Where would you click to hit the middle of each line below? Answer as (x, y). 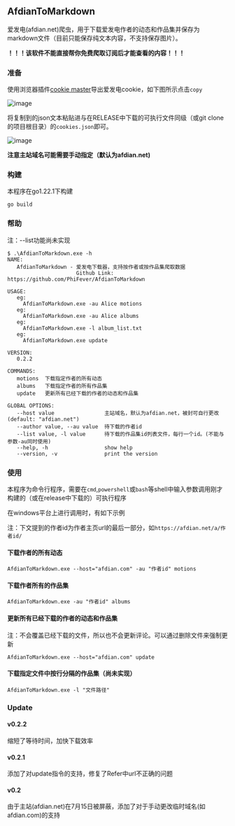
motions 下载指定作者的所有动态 (59, 378)
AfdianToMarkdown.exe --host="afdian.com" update (81, 657)
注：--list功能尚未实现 (39, 240)
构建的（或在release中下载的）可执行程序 (67, 498)
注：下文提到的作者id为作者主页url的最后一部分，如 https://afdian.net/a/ (114, 527)
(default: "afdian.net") (43, 419)
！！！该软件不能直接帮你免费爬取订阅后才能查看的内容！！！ (96, 52)
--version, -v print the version (87, 454)
